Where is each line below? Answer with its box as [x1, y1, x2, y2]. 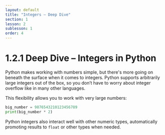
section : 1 [5, 17, 28, 22]
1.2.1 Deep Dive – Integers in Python [5, 52, 157, 64]
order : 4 [5, 31, 24, 36]
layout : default [5, 7, 39, 13]
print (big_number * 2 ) [5, 109, 53, 114]
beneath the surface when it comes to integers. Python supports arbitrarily [5, 74, 160, 81]
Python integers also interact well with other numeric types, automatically [5, 118, 157, 124]
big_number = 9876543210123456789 [5, 104, 78, 110]
